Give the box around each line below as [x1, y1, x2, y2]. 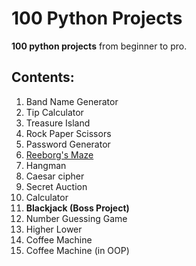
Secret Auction [25, 180, 88, 192]
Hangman [25, 159, 67, 171]
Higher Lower [25, 223, 83, 235]
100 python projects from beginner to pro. [11, 40, 188, 52]
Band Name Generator [25, 95, 119, 107]
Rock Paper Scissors [25, 127, 112, 139]
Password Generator [25, 138, 111, 150]
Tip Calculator [25, 106, 84, 118]
